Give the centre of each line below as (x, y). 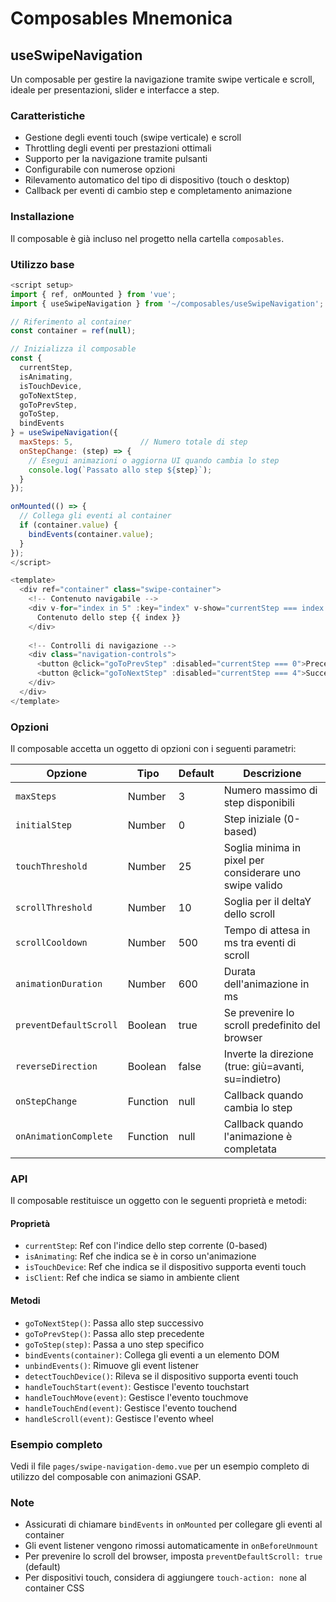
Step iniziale (252, 819)
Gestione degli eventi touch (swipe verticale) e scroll (133, 138)
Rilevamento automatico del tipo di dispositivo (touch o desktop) (157, 180)
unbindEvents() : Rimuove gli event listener (111, 1365)
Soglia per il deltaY (267, 901)
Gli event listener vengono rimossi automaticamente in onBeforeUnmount (171, 1546)
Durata (239, 971)
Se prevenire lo (259, 1012)
